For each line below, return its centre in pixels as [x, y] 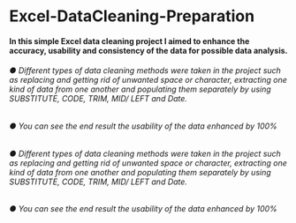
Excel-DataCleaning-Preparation [132, 16]
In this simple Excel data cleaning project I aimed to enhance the [129, 41]
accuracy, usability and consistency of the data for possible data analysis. [148, 50]
